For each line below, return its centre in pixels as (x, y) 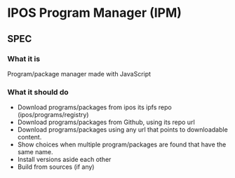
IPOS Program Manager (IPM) (95, 13)
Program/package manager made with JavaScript (79, 74)
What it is (24, 59)
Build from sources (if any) (56, 167)
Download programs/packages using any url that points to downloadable (122, 130)
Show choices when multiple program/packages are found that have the (122, 144)
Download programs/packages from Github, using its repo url (106, 122)
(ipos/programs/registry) (53, 115)
